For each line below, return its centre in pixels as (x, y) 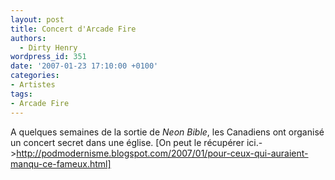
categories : (35, 76)
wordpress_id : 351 (48, 57)
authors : (28, 38)
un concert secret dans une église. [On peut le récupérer (127, 142)
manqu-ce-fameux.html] (61, 163)
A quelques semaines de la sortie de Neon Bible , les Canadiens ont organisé (167, 132)
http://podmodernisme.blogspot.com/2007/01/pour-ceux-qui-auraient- (162, 153)
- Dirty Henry (48, 47)
